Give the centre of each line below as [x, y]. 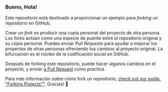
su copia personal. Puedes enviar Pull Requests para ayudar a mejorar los [81, 43]
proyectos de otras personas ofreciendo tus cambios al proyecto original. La [84, 49]
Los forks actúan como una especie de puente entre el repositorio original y [83, 38]
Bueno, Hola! [21, 7]
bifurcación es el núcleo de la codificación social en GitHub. [67, 54]
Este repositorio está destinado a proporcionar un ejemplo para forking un [81, 18]
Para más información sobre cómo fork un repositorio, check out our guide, [83, 79]
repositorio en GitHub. [28, 23]
